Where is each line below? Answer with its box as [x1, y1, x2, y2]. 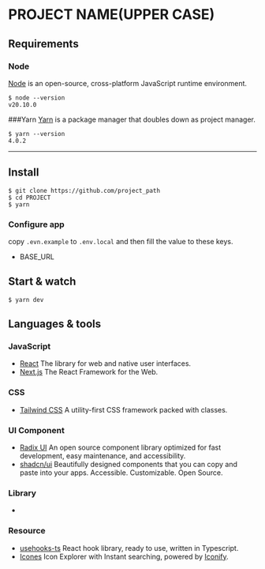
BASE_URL [19, 251, 55, 262]
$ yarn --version [8, 130, 65, 138]
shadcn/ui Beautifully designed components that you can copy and [19, 460, 238, 469]
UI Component [8, 424, 65, 435]
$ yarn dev [8, 296, 44, 303]
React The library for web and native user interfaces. [19, 359, 192, 368]
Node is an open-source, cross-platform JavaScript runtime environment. [8, 78, 247, 88]
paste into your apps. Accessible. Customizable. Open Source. [19, 468, 223, 477]
